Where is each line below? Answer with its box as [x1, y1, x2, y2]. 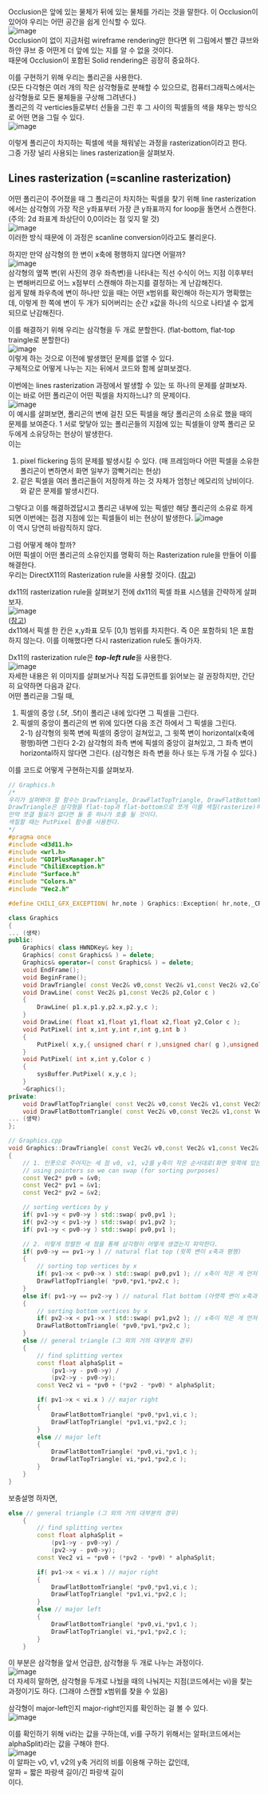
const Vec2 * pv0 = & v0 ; [22, 1174, 102, 1182]
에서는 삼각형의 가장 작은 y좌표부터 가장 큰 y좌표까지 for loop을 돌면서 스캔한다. [8, 203, 257, 214]
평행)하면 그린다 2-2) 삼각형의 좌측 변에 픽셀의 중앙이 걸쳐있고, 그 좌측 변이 [19, 738, 254, 747]
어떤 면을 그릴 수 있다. [16, 113, 85, 122]
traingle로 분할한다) [8, 334, 70, 344]
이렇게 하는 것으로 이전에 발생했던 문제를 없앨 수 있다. [8, 353, 174, 362]
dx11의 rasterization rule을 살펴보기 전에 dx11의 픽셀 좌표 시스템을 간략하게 [8, 587, 242, 596]
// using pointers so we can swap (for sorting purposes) [22, 1167, 219, 1175]
